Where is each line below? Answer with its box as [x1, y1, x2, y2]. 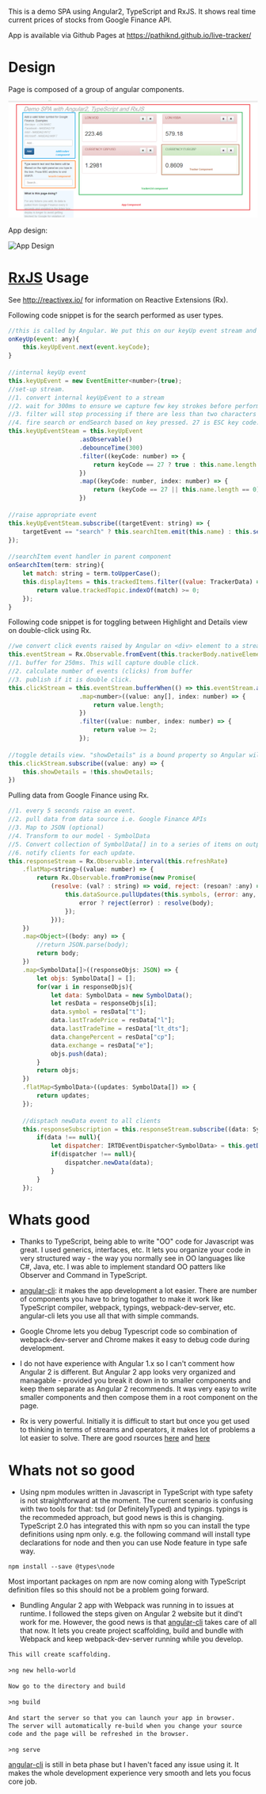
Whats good [8, 1210, 90, 1229]
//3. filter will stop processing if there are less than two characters [8, 411, 257, 419]
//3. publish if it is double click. [8, 675, 133, 684]
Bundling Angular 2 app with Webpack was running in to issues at [19, 1600, 234, 1611]
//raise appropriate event [8, 511, 97, 519]
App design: [8, 226, 48, 235]
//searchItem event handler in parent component [8, 553, 172, 561]
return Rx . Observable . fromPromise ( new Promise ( [36, 874, 196, 882]
